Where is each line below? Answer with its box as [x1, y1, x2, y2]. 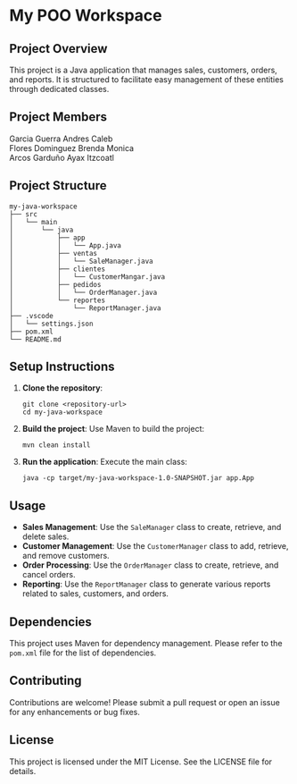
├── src [9, 209, 38, 219]
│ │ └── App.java [9, 240, 122, 250]
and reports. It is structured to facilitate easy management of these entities [9, 74, 284, 85]
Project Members [9, 109, 108, 125]
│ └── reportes [9, 296, 105, 305]
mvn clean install [21, 441, 91, 450]
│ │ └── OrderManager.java [9, 288, 158, 297]
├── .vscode [9, 311, 54, 320]
